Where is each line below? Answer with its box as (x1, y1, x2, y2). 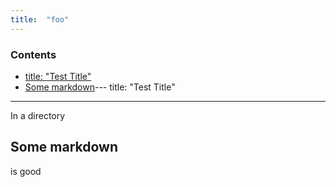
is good (10, 165, 42, 177)
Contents (10, 47, 57, 61)
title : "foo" (10, 14, 70, 25)
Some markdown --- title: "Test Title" (24, 81, 176, 93)
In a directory (10, 109, 66, 121)
